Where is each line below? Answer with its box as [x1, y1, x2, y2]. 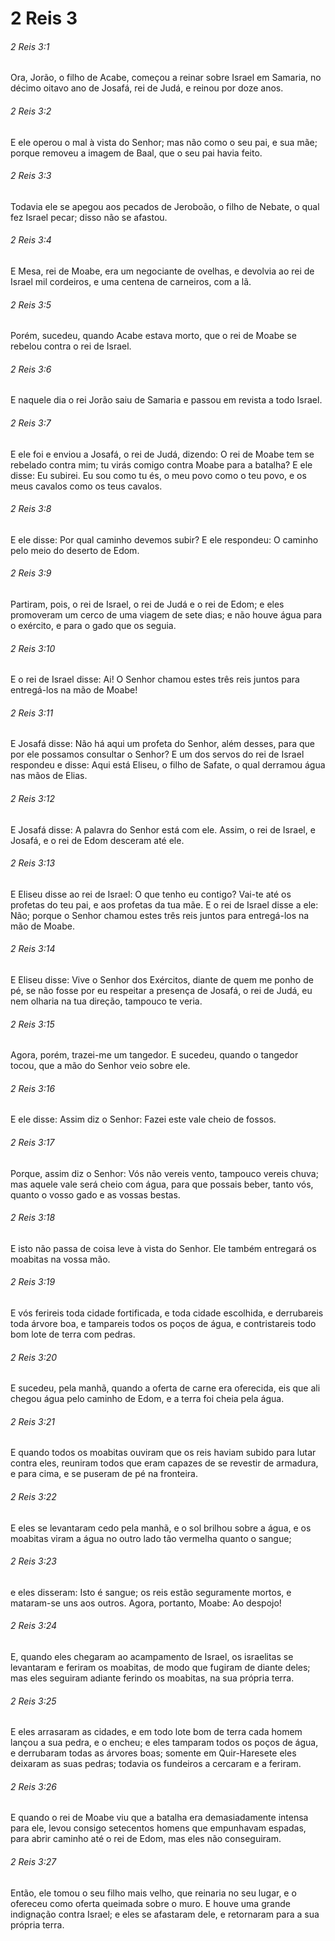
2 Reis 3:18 [10, 1212, 56, 1224]
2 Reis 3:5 [10, 298, 52, 311]
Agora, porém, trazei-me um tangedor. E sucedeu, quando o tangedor [10, 1049, 299, 1061]
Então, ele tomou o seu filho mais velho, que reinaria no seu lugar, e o [10, 1887, 297, 1899]
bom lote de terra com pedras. [10, 1328, 136, 1341]
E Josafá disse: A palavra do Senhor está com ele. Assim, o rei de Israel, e [10, 823, 316, 836]
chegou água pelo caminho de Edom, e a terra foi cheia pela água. [10, 1393, 285, 1405]
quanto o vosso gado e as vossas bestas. [10, 1188, 181, 1201]
